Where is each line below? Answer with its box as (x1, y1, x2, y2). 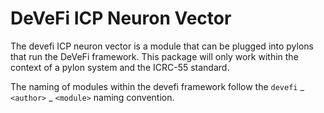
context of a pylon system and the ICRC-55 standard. (10, 61, 230, 73)
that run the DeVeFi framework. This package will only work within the (10, 50, 299, 62)
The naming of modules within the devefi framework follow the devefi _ (10, 80, 305, 92)
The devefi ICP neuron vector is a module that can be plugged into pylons (10, 40, 314, 52)
